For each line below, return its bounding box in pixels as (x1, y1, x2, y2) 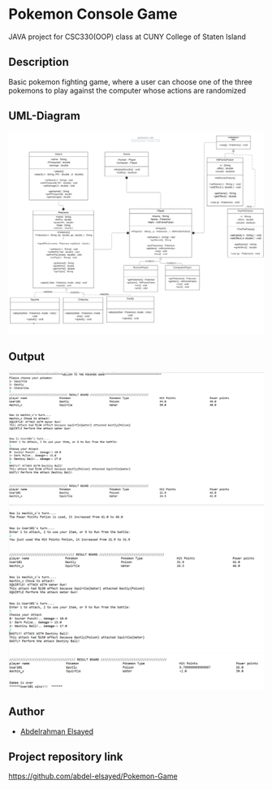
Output (8, 350, 45, 364)
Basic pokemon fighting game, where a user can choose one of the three (8, 76, 253, 86)
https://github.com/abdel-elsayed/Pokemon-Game (8, 771, 178, 781)
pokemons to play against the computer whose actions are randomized (8, 85, 246, 95)
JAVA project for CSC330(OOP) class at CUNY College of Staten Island (8, 32, 246, 41)
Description (8, 55, 69, 69)
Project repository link (8, 749, 123, 764)
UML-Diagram (8, 109, 81, 123)
